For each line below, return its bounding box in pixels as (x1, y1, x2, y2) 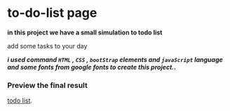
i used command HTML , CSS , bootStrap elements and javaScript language (7, 55, 223, 64)
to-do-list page (7, 5, 97, 21)
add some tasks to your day (7, 41, 88, 50)
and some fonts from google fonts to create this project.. (7, 63, 177, 71)
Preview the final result (7, 80, 88, 90)
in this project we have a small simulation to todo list (7, 28, 163, 37)
